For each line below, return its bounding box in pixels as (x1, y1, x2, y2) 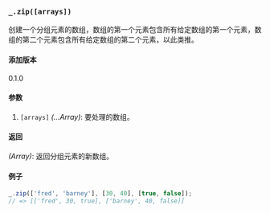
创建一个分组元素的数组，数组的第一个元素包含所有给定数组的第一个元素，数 (8, 25, 262, 35)
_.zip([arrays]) (8, 6, 72, 16)
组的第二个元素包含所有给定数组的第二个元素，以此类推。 (8, 35, 198, 45)
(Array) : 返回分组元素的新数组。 (8, 151, 114, 161)
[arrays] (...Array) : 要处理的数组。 (19, 112, 134, 121)
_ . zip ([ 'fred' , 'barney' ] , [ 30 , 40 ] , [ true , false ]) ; (8, 190, 193, 198)
